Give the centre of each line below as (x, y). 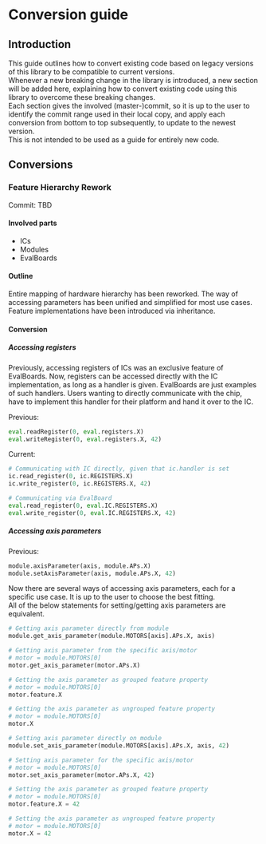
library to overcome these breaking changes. (82, 97)
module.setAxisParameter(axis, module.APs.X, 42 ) (92, 573)
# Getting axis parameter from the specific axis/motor (103, 651)
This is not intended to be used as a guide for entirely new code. (114, 140)
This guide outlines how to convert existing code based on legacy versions (131, 63)
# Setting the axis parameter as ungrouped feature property (112, 818)
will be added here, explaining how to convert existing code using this (123, 89)
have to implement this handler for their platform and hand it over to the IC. (131, 402)
